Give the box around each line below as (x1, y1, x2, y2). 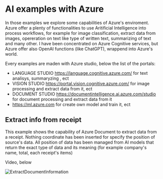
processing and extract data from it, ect (12, 86, 92, 91)
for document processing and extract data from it (12, 96, 112, 102)
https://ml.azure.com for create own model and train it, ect (12, 101, 131, 107)
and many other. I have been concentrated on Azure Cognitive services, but (5, 40, 158, 46)
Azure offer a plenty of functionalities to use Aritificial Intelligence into (5, 25, 146, 30)
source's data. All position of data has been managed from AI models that (5, 139, 154, 145)
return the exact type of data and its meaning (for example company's (5, 144, 147, 150)
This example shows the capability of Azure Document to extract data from (5, 129, 157, 135)
